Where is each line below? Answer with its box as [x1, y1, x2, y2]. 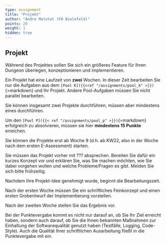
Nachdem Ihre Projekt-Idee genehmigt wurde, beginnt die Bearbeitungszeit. [5, 177, 161, 184]
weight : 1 [5, 26, 26, 31]
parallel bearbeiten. [5, 92, 45, 98]
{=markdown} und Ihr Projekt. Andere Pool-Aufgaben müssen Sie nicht [5, 87, 151, 93]
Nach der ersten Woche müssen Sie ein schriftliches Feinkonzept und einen [5, 187, 160, 193]
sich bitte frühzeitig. [5, 168, 46, 174]
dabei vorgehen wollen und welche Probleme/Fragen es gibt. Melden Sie [5, 163, 154, 169]
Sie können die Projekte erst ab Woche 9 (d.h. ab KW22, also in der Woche [5, 137, 159, 143]
